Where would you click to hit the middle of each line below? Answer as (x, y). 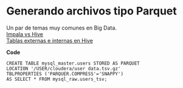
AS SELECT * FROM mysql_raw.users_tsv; (57, 79)
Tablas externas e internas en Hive (50, 40)
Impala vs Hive (25, 34)
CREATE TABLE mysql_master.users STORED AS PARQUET (73, 63)
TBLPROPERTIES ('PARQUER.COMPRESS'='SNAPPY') (65, 74)
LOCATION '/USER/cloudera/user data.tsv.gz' (64, 68)
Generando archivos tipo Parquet (92, 11)
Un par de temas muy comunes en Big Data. (62, 28)
